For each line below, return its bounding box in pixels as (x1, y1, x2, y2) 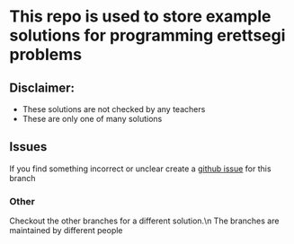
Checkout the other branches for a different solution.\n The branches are (9, 215, 280, 226)
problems (9, 45, 83, 65)
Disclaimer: (9, 80, 75, 95)
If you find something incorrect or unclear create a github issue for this (9, 163, 272, 174)
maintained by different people (9, 225, 123, 236)
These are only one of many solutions (22, 114, 163, 124)
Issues (9, 139, 48, 154)
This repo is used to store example (9, 6, 272, 27)
